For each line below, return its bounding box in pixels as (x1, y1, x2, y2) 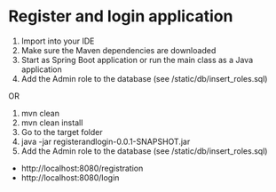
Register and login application (8, 6, 233, 27)
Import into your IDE (20, 36, 95, 46)
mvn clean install (20, 117, 83, 128)
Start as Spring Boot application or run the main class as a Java (20, 54, 254, 65)
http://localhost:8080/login (20, 172, 120, 183)
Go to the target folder (20, 126, 103, 137)
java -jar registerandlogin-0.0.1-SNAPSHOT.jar (20, 136, 191, 147)
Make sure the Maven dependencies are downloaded (20, 44, 217, 55)
